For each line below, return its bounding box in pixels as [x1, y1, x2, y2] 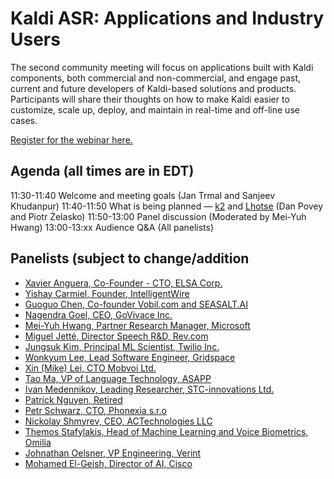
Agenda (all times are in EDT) [10, 163, 195, 180]
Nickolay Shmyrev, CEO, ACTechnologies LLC [24, 415, 213, 427]
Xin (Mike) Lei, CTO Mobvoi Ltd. [24, 362, 157, 374]
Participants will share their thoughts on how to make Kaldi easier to [10, 93, 290, 105]
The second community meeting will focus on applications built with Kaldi [10, 61, 314, 73]
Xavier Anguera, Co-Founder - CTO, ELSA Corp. [24, 277, 223, 289]
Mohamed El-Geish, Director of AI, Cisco [24, 457, 193, 469]
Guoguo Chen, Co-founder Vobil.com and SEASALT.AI [24, 298, 248, 310]
